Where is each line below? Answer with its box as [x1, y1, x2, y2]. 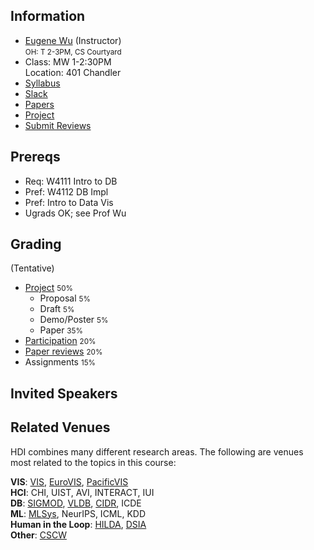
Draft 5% [39, 303, 75, 315]
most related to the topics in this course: [10, 456, 177, 468]
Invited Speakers [10, 385, 118, 402]
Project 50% [24, 282, 73, 294]
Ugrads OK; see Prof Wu [24, 207, 127, 219]
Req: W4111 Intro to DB [24, 175, 118, 187]
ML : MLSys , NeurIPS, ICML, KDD [10, 507, 147, 519]
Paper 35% [39, 324, 83, 336]
